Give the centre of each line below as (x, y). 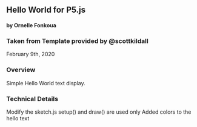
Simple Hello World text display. (46, 83)
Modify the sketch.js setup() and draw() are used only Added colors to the (99, 112)
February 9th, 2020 (31, 54)
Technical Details (32, 99)
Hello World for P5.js (46, 10)
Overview (21, 70)
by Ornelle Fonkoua (31, 25)
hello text (18, 118)
